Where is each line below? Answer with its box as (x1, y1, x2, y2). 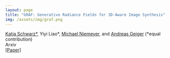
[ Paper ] (5, 47, 21, 53)
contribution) (5, 36, 33, 42)
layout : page (5, 7, 33, 13)
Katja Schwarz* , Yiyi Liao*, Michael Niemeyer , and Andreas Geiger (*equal (5, 31, 161, 37)
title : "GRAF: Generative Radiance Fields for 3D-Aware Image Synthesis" (5, 12, 166, 17)
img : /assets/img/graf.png (5, 17, 63, 22)
